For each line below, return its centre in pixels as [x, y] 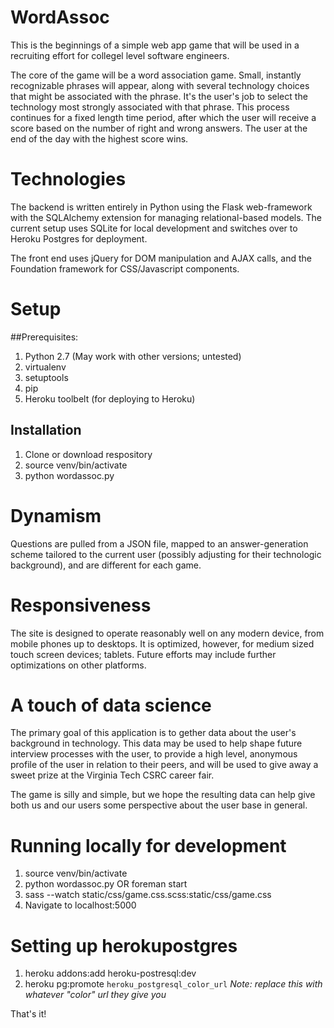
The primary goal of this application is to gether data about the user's [153, 733]
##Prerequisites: [44, 337]
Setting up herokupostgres [124, 945]
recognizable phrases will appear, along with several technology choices [160, 85]
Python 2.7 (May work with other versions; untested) [133, 356]
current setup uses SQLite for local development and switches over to [154, 228]
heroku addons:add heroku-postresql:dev [110, 973]
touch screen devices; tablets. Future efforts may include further [143, 654]
